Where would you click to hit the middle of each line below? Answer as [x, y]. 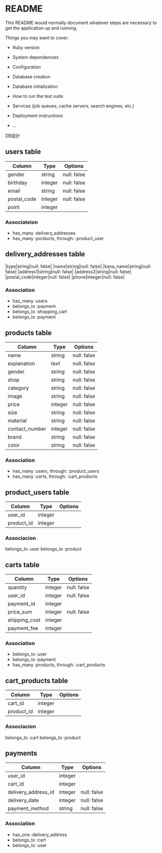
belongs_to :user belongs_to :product [43, 549]
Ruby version [26, 47]
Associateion [22, 222]
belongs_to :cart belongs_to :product [43, 737]
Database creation [31, 76]
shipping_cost [24, 620]
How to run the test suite [38, 96]
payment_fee [23, 628]
